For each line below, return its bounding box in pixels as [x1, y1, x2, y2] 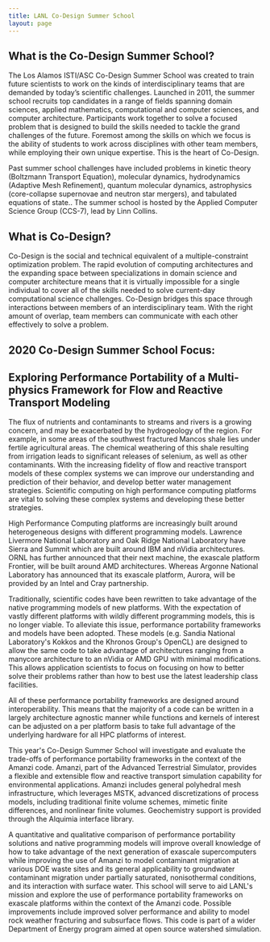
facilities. [8, 680, 39, 690]
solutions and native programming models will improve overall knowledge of [8, 839, 261, 848]
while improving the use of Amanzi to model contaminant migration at [8, 856, 239, 865]
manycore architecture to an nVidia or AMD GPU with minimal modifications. [8, 655, 262, 664]
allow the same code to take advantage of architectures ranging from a [8, 646, 244, 655]
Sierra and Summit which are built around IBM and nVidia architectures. [8, 544, 246, 554]
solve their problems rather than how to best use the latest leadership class [8, 672, 259, 681]
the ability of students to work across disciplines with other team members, [8, 139, 259, 149]
